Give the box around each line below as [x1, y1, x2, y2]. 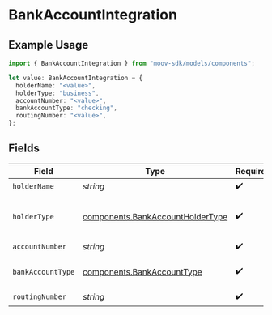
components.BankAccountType [82, 266, 202, 277]
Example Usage [8, 38, 89, 52]
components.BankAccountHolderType [82, 211, 228, 222]
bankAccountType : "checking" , [15, 104, 117, 113]
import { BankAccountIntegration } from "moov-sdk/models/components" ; [8, 59, 255, 67]
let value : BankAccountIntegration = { [8, 74, 143, 82]
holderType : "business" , [15, 89, 100, 97]
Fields [8, 142, 40, 155]
